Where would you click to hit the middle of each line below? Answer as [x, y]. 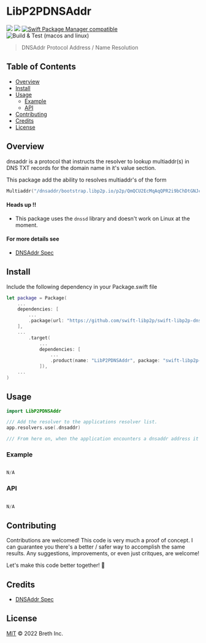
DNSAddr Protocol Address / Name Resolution [80, 47]
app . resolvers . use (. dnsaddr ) [44, 428]
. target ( [40, 338]
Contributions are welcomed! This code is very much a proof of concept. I [100, 541]
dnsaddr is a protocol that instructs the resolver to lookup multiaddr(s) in [98, 161]
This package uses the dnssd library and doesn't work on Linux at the [102, 218]
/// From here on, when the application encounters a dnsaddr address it [103, 439]
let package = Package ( [37, 298]
